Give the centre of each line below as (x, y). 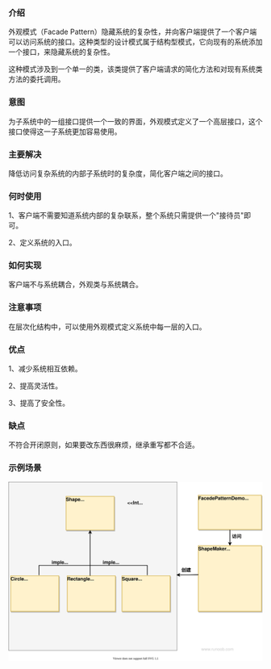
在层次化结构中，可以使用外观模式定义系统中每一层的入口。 (107, 326)
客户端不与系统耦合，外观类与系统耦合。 (75, 285)
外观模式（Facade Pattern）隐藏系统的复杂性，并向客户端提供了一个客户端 (133, 32)
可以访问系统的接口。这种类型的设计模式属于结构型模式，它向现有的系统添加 (135, 42)
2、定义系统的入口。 (42, 243)
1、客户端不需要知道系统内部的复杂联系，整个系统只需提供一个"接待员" (126, 215)
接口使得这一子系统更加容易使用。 (65, 132)
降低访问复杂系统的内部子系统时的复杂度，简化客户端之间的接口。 (118, 173)
